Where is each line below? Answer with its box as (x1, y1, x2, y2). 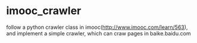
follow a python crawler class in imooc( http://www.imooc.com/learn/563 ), (6, 24, 188, 31)
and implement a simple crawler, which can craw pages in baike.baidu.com (6, 29, 191, 37)
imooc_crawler (6, 4, 82, 18)
